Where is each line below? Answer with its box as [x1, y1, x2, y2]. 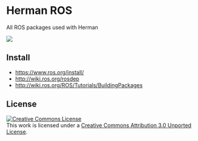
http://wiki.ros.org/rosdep [15, 75, 80, 82]
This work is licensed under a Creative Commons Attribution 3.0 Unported [6, 122, 192, 129]
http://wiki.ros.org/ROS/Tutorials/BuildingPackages [15, 81, 143, 88]
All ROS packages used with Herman [6, 24, 98, 31]
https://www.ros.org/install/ [15, 68, 84, 76]
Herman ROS [6, 4, 73, 18]
